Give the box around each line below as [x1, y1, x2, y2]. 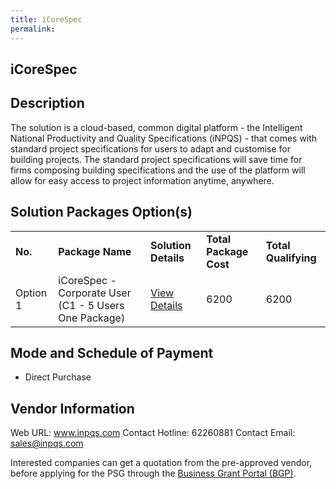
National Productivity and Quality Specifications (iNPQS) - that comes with [10, 132, 318, 144]
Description [10, 95, 85, 112]
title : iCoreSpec [10, 14, 83, 25]
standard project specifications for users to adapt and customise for [10, 142, 291, 155]
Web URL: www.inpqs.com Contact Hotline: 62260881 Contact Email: [10, 427, 296, 439]
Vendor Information [10, 400, 135, 417]
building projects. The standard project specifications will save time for [10, 153, 303, 165]
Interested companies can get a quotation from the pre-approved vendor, [10, 457, 313, 469]
